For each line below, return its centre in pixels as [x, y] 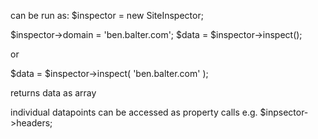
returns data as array [53, 93]
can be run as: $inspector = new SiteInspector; [107, 15]
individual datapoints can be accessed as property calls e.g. [134, 112]
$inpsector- [284, 112]
